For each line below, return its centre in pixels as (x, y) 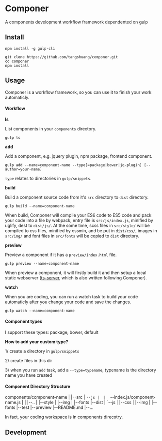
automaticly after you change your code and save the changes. (68, 302)
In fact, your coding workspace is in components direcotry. (64, 417)
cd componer (17, 61)
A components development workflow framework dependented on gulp (76, 22)
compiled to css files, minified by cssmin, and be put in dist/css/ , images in (81, 230)
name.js (13, 403)
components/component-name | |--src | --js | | (56, 397)
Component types (24, 321)
